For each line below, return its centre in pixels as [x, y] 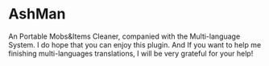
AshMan [37, 14]
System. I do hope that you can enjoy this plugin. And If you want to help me [135, 44]
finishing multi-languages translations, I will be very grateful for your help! [131, 53]
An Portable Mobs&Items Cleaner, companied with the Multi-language [124, 36]
